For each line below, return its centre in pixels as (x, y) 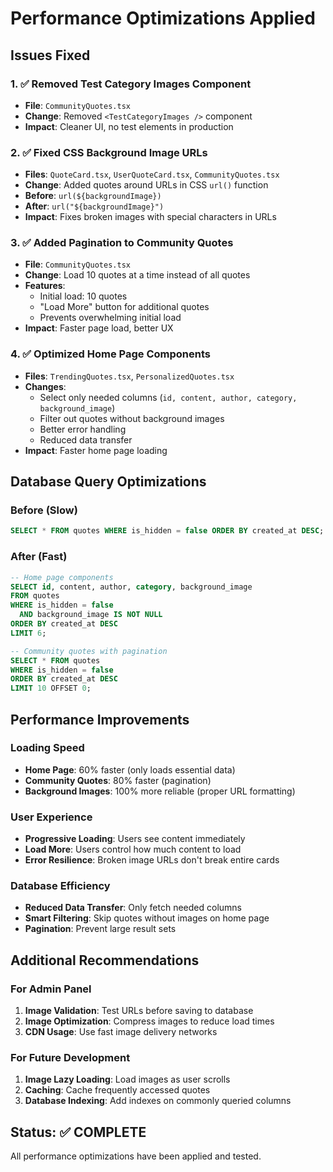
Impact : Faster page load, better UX (99, 328)
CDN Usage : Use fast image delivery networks (121, 1032)
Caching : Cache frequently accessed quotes (117, 1090)
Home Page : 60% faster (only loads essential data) (130, 769)
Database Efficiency (60, 886)
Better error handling (83, 429)
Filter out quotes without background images (132, 418)
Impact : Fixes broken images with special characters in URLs (150, 217)
